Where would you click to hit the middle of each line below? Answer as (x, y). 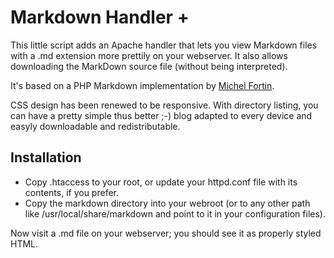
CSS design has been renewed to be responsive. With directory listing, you (164, 105)
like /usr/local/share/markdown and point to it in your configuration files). (175, 213)
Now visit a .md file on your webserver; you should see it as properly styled (166, 233)
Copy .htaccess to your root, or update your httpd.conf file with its (161, 182)
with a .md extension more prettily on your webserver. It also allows (149, 55)
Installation (46, 157)
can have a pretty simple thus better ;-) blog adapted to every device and (161, 115)
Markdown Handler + (100, 17)
